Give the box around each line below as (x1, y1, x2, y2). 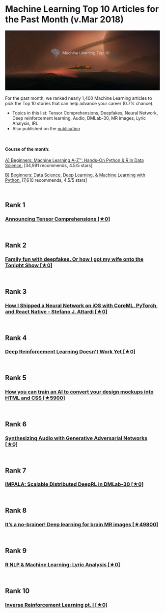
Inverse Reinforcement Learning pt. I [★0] (5, 601, 108, 608)
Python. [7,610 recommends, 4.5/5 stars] (5, 177, 87, 183)
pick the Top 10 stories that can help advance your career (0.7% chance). (5, 100, 154, 106)
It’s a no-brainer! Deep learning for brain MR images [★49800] (5, 521, 159, 528)
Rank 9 (5, 546, 27, 555)
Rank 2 (5, 241, 27, 250)
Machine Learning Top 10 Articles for (5, 3, 159, 15)
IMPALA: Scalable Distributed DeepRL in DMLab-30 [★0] (5, 481, 144, 488)
